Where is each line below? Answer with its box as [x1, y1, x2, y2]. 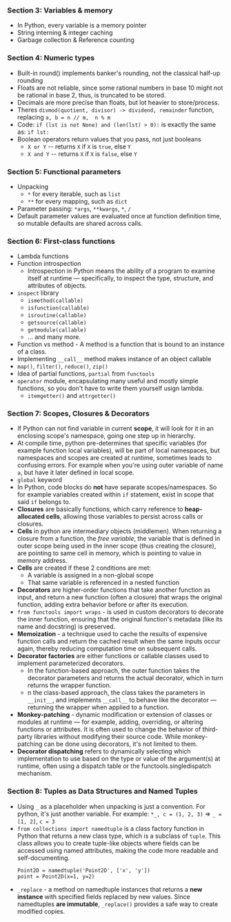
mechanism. [17, 769, 52, 778]
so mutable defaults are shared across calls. [17, 219, 143, 227]
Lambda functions [17, 252, 69, 260]
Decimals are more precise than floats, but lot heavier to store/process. [17, 98, 220, 106]
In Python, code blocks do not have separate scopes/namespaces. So [17, 483, 217, 492]
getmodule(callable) [27, 327, 87, 334]
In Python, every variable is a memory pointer [17, 21, 147, 30]
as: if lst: [17, 127, 50, 136]
